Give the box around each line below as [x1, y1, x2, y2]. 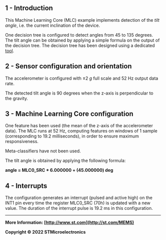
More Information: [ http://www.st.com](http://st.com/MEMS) [5, 220, 134, 226]
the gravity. [5, 95, 28, 101]
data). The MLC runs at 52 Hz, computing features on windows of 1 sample [5, 128, 158, 134]
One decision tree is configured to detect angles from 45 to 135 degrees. [5, 32, 153, 38]
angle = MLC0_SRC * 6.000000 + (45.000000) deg [5, 167, 114, 173]
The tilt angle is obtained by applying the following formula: [5, 158, 126, 164]
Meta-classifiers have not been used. [5, 148, 81, 154]
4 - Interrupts [5, 182, 47, 190]
